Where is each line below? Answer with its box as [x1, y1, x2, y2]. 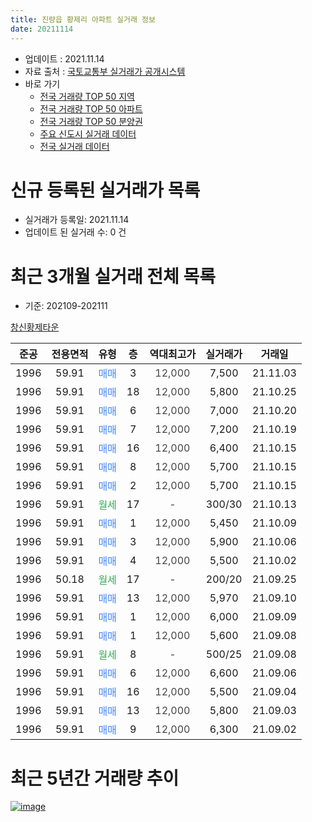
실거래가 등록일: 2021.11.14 [24, 214, 130, 226]
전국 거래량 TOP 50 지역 [39, 90, 135, 102]
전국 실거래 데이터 [39, 140, 110, 152]
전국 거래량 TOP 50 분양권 [39, 115, 143, 127]
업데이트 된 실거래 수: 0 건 [24, 226, 127, 238]
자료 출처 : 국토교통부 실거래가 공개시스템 [24, 65, 186, 77]
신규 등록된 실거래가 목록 [10, 179, 201, 201]
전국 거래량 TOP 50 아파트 [39, 102, 143, 115]
